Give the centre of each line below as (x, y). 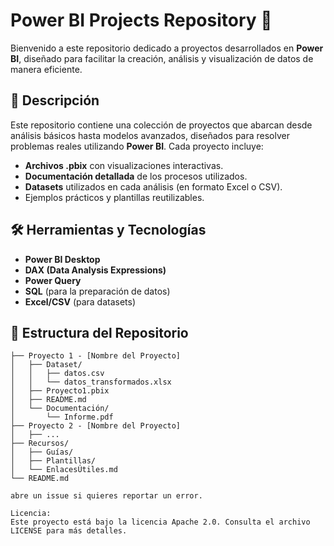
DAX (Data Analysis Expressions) (95, 270)
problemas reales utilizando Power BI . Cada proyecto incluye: (137, 146)
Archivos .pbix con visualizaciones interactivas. (124, 165)
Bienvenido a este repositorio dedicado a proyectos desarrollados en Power (167, 48)
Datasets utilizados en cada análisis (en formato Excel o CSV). (153, 186)
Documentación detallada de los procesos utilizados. (136, 176)
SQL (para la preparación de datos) (97, 291)
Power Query (53, 280)
